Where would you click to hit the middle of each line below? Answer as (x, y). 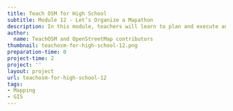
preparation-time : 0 (37, 52)
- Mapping (21, 90)
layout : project (31, 71)
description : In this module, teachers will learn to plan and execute (113, 26)
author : (18, 33)
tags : (15, 84)
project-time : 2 (31, 59)
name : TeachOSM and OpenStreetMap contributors (84, 39)
